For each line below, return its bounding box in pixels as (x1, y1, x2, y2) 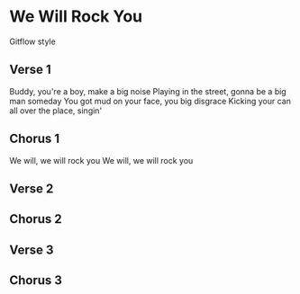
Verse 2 (9, 181, 54, 196)
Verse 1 (9, 62, 51, 77)
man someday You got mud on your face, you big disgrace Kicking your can (9, 95, 291, 106)
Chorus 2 (9, 211, 63, 227)
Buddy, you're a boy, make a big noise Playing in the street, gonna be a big (9, 85, 286, 96)
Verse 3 (9, 242, 54, 257)
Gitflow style (9, 36, 56, 47)
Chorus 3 (9, 272, 63, 289)
